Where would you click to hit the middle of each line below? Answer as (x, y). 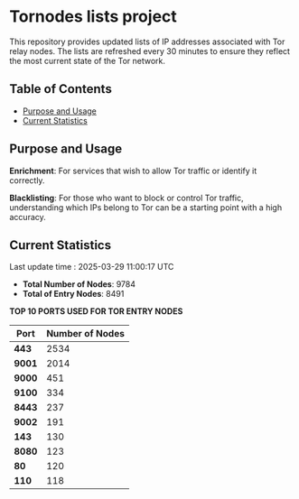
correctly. (27, 180)
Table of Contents (61, 89)
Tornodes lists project (93, 17)
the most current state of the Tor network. (87, 60)
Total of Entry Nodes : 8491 (73, 294)
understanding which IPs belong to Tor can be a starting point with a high (146, 207)
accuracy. (28, 217)
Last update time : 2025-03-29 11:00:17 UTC (92, 267)
